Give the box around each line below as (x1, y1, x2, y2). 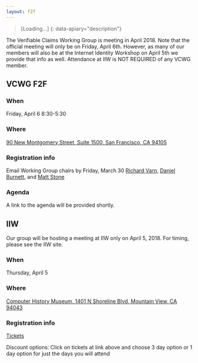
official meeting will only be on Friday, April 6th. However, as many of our (6, 43, 185, 50)
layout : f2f (6, 8, 36, 15)
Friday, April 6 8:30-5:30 (6, 111, 66, 118)
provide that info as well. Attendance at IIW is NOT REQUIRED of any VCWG (6, 55, 191, 62)
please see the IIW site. (6, 241, 63, 248)
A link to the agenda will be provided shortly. (6, 201, 115, 209)
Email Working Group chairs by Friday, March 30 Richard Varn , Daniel (6, 167, 176, 174)
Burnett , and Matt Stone (6, 173, 65, 180)
